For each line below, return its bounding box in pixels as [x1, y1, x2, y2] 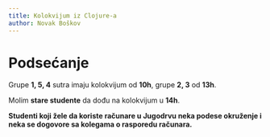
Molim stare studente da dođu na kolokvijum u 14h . [8, 95, 181, 105]
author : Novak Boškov [8, 19, 81, 27]
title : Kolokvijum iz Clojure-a [8, 11, 117, 20]
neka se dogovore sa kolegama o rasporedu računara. [8, 119, 193, 129]
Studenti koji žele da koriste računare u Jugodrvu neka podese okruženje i [8, 111, 262, 121]
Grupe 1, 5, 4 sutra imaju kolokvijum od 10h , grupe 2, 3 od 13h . [8, 80, 217, 90]
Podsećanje [8, 54, 89, 72]
